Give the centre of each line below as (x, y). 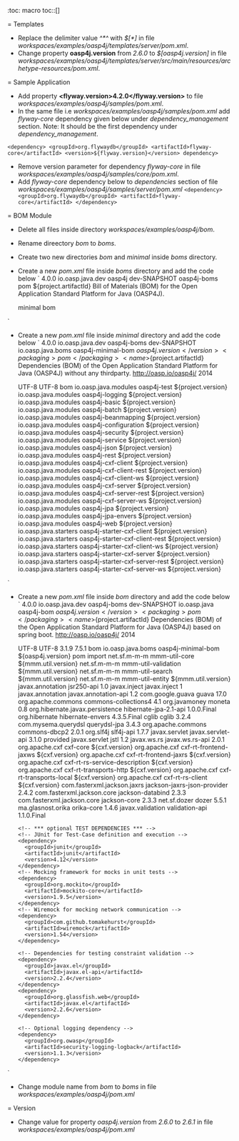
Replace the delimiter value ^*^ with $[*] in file (86, 38)
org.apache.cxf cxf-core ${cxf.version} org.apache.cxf (98, 747)
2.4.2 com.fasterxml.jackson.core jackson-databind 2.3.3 (102, 793)
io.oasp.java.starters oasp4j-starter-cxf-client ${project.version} (112, 531)
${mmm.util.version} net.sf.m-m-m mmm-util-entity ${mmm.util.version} (124, 679)
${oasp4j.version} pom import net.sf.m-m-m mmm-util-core (106, 656)
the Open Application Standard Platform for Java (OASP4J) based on (119, 627)
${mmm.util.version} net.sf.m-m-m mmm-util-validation (99, 664)
